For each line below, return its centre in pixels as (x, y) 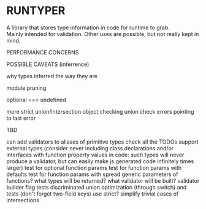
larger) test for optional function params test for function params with (94, 167)
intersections (23, 200)
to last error (21, 118)
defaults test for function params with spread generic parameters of (92, 174)
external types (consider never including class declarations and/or (90, 148)
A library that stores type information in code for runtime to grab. (88, 28)
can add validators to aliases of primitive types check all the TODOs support (102, 142)
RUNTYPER (36, 11)
